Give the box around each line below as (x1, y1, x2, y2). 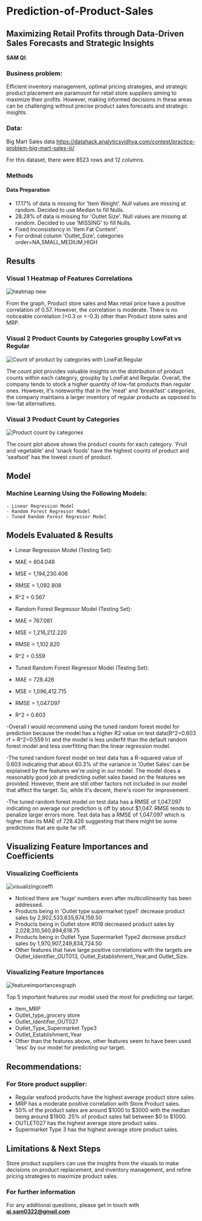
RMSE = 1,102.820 (15, 640, 60, 648)
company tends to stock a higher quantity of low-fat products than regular (6, 380, 192, 388)
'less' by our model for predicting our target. (15, 1044, 126, 1052)
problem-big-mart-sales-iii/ (6, 144, 75, 151)
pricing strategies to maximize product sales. (6, 1172, 119, 1180)
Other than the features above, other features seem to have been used (15, 1038, 191, 1045)
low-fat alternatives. (6, 400, 56, 407)
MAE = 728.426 (15, 675, 54, 683)
